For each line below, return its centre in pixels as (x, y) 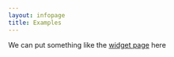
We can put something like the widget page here (87, 45)
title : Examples (35, 23)
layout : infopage (37, 15)
